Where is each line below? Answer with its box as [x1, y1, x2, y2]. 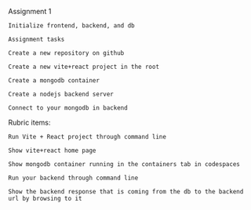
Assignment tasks [8, 35, 65, 43]
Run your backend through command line [8, 174, 139, 182]
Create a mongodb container [8, 77, 100, 85]
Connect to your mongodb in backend [8, 104, 128, 112]
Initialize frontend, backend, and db [8, 22, 135, 30]
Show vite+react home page [8, 147, 96, 154]
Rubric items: [8, 118, 51, 127]
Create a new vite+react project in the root [8, 63, 159, 71]
